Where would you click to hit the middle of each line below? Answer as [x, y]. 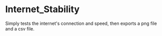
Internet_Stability [43, 9]
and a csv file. [20, 28]
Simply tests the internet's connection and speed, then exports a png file [81, 23]
